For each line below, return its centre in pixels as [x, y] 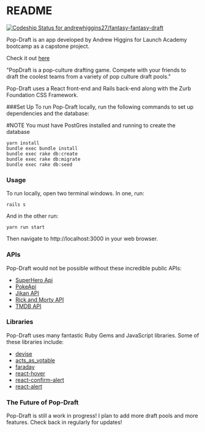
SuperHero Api [34, 280]
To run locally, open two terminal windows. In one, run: [76, 194]
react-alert [29, 386]
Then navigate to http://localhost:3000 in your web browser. [82, 239]
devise [24, 353]
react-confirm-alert [39, 380]
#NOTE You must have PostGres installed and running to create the [91, 125]
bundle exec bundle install [42, 148]
